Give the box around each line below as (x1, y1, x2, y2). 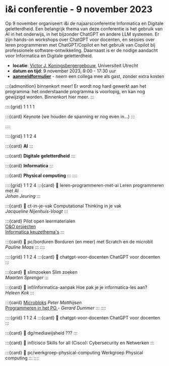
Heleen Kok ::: (5, 289, 34, 296)
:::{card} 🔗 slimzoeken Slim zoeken (5, 269, 78, 275)
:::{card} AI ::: (5, 143, 33, 149)
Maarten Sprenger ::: (5, 274, 49, 280)
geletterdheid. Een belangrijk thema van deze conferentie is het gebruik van (5, 25, 163, 31)
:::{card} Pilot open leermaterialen (5, 218, 76, 224)
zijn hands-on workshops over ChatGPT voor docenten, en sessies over (5, 36, 155, 43)
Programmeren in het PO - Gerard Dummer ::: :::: (5, 305, 106, 311)
